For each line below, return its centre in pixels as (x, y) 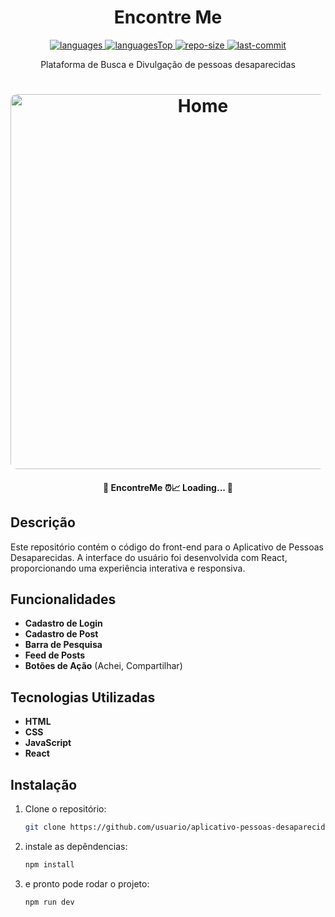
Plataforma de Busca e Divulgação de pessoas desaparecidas (168, 64)
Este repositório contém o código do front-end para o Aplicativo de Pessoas (167, 547)
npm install (49, 864)
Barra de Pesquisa (63, 645)
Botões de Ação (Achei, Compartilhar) (103, 666)
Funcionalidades (63, 599)
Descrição (43, 522)
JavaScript (48, 743)
